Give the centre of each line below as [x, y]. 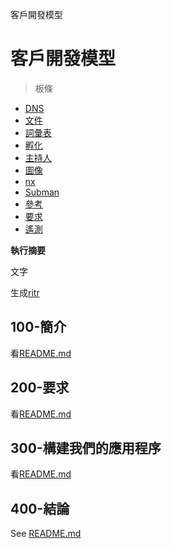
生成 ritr [25, 292]
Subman [42, 192]
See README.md [46, 534]
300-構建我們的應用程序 [86, 448]
